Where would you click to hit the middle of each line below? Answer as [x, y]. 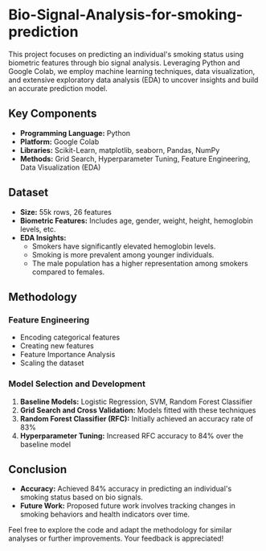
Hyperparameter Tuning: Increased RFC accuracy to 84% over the [131, 435]
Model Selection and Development [77, 384]
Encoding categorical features [70, 337]
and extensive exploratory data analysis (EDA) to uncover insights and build [133, 80]
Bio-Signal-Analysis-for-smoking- [126, 15]
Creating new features [57, 346]
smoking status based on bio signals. [81, 497]
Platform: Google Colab [59, 142]
